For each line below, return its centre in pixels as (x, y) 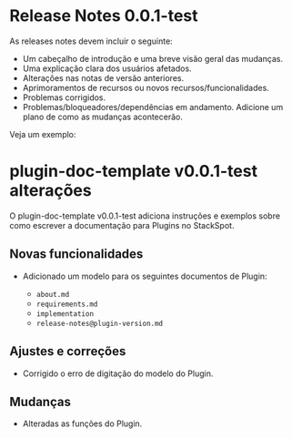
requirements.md (67, 304)
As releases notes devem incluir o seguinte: (91, 41)
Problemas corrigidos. (64, 97)
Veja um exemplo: (43, 134)
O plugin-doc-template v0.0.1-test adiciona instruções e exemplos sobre (145, 216)
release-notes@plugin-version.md (100, 323)
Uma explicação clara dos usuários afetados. (107, 68)
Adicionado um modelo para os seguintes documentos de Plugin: (145, 276)
